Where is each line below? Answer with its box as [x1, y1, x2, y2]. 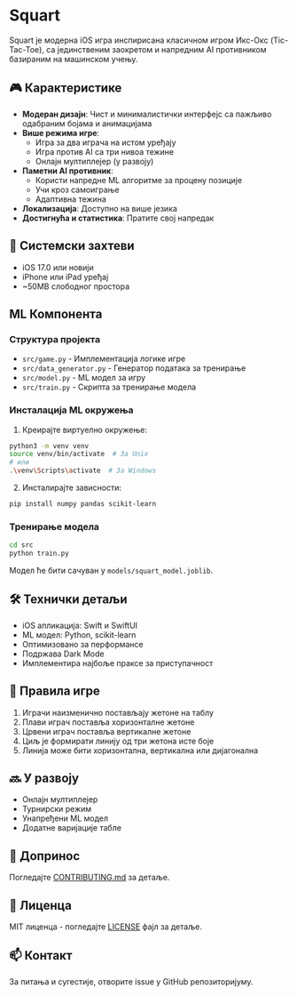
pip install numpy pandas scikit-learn [9, 500, 157, 509]
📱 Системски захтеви [9, 238, 135, 253]
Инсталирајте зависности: [21, 482, 122, 494]
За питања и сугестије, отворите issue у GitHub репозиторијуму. [9, 976, 254, 987]
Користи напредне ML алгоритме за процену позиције [35, 174, 242, 185]
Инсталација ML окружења [9, 404, 134, 416]
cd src [9, 541, 34, 550]
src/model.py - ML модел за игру [21, 373, 146, 383]
